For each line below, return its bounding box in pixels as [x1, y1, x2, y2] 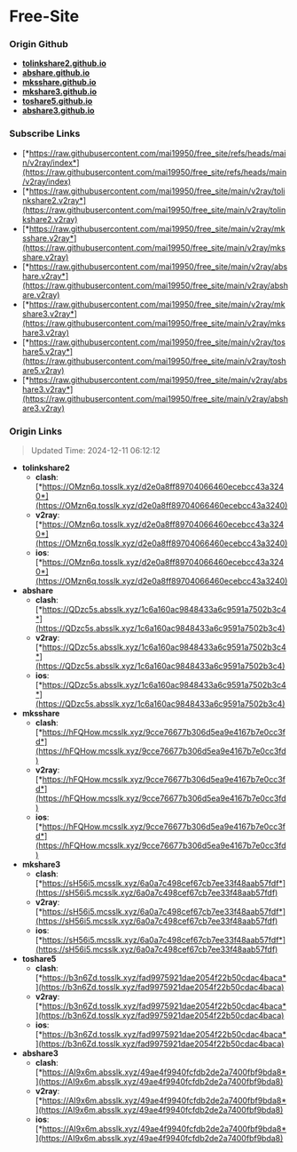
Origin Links [9, 425, 63, 437]
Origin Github [9, 38, 69, 51]
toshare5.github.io [21, 96, 93, 107]
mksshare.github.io [21, 77, 97, 88]
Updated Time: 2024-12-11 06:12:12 [30, 445, 161, 456]
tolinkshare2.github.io [21, 58, 106, 68]
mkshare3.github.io [21, 86, 98, 97]
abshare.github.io [21, 68, 90, 78]
